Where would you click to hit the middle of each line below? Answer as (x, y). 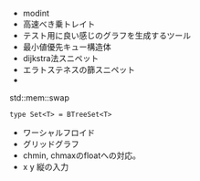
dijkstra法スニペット (60, 58)
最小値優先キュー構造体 (67, 47)
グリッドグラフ (51, 144)
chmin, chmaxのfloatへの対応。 (82, 155)
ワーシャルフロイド (59, 133)
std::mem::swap (40, 98)
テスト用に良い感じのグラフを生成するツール (107, 35)
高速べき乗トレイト (59, 24)
